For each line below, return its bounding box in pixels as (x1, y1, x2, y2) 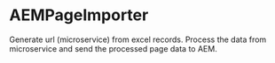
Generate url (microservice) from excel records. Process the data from (9, 34, 267, 45)
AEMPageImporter (9, 5, 149, 25)
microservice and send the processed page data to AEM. (9, 43, 217, 53)
